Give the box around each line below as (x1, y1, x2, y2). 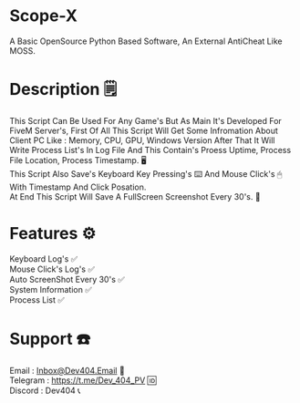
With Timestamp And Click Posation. (9, 181, 147, 192)
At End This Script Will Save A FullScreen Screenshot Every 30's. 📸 (9, 191, 262, 201)
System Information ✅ (9, 284, 93, 294)
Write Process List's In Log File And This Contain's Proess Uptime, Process (9, 144, 292, 155)
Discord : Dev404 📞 (9, 385, 81, 396)
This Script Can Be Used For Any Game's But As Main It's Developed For (9, 115, 283, 126)
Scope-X (9, 5, 78, 26)
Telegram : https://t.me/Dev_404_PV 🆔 (9, 375, 157, 386)
